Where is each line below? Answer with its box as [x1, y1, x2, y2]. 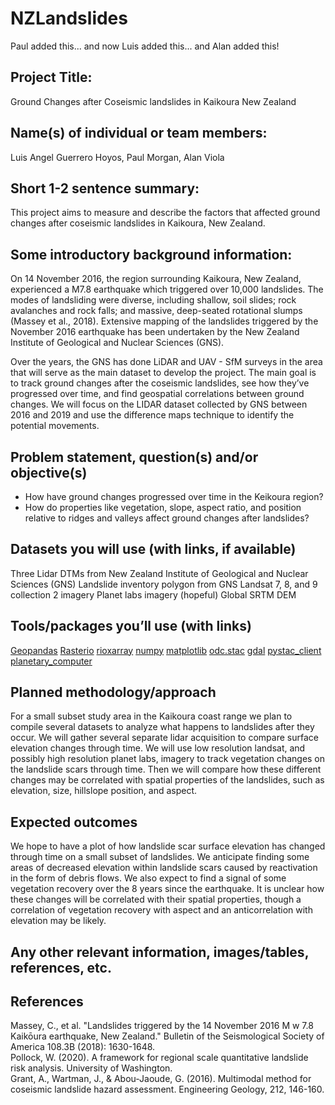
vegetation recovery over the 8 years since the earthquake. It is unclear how [10, 883, 325, 895]
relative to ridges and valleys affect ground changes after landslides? [24, 512, 310, 524]
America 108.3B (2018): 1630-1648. [10, 1041, 156, 1053]
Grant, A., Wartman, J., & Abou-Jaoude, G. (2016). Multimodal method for [10, 1073, 312, 1085]
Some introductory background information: [10, 246, 293, 263]
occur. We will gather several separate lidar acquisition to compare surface [10, 732, 319, 744]
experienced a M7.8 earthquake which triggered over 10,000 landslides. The [10, 283, 324, 296]
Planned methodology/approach [10, 684, 217, 701]
